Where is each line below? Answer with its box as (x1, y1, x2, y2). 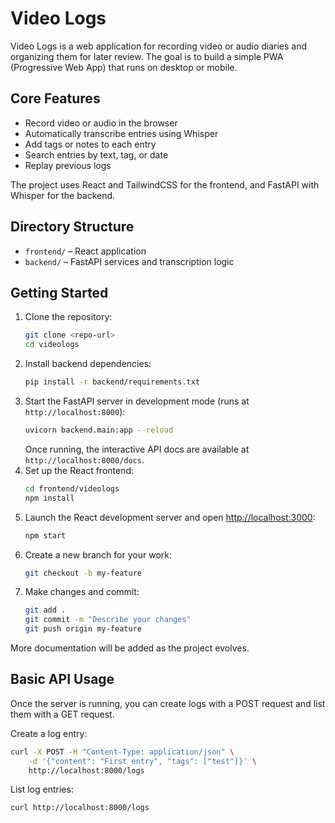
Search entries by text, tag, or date (24, 148, 169, 161)
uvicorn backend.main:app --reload (24, 425, 174, 435)
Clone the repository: (24, 311, 113, 323)
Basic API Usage (10, 671, 115, 688)
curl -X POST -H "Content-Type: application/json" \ (10, 747, 235, 757)
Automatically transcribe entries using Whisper (24, 127, 219, 139)
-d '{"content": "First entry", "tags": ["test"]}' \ (28, 756, 257, 766)
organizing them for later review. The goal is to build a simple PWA (10, 50, 284, 62)
